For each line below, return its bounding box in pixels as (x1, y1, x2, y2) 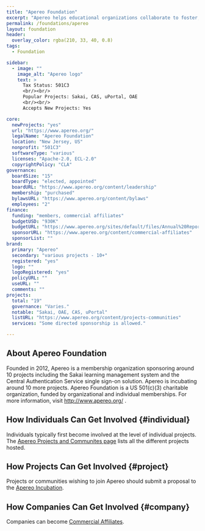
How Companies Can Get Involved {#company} (6, 502, 190, 512)
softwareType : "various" (12, 150, 75, 156)
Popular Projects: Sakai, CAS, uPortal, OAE (22, 94, 138, 100)
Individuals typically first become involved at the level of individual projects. (6, 431, 196, 438)
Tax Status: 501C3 (22, 82, 70, 88)
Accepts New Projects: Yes (22, 105, 92, 111)
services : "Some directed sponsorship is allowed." (12, 320, 146, 327)
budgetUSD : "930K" (12, 218, 59, 225)
